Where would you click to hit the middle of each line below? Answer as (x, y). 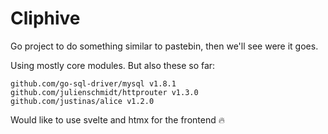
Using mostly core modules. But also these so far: (113, 65)
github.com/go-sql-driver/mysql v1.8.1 (93, 83)
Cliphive (45, 18)
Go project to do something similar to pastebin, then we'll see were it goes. (164, 46)
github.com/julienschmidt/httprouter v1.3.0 (104, 92)
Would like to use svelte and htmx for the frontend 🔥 (117, 119)
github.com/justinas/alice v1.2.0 (82, 101)
